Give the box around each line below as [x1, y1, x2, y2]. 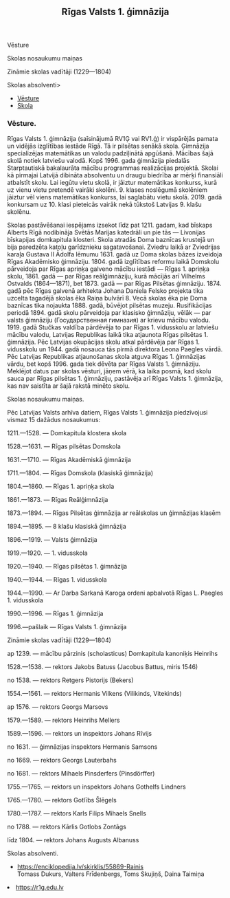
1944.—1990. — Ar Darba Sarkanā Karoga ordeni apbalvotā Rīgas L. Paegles [7, 589, 224, 597]
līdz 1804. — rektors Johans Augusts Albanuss [7, 835, 139, 844]
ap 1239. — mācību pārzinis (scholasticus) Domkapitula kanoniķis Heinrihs [7, 649, 218, 657]
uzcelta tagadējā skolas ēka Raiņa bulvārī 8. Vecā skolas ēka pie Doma [7, 294, 207, 302]
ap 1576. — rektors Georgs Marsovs [7, 702, 108, 711]
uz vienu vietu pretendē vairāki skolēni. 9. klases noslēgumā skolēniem [7, 186, 208, 194]
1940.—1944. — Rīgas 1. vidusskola [7, 575, 108, 584]
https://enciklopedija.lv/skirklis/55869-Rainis [16, 862, 144, 870]
